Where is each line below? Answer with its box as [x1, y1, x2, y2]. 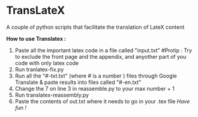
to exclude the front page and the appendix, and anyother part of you [14, 53, 187, 60]
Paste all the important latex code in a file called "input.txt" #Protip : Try [14, 46, 193, 54]
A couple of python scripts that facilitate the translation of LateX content [6, 23, 185, 31]
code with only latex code [14, 59, 79, 67]
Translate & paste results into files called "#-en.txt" [14, 79, 142, 86]
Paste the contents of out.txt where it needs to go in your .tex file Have [14, 97, 190, 105]
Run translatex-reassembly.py [14, 91, 89, 98]
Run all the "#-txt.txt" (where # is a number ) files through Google [14, 72, 177, 79]
